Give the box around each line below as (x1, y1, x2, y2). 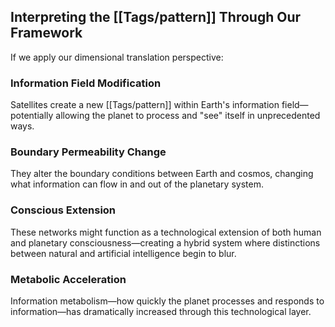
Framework (10, 25, 83, 42)
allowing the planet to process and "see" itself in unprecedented (55, 110, 321, 122)
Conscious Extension (10, 203, 117, 217)
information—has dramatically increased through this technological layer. (10, 306, 312, 317)
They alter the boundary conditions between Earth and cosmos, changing (10, 168, 314, 180)
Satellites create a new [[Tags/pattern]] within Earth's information (10, 99, 280, 111)
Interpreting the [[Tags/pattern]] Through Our (10, 9, 302, 26)
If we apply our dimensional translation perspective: (10, 51, 224, 63)
